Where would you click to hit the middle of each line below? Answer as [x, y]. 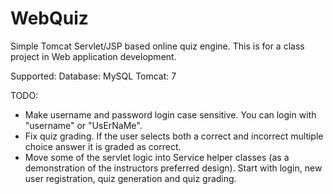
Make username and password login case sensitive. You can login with [170, 114]
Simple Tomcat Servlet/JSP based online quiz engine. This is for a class [157, 46]
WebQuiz [49, 18]
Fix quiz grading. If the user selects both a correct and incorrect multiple [174, 136]
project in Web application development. [93, 56]
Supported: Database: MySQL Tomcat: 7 [93, 76]
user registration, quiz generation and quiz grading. [130, 178]
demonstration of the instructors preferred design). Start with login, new [173, 168]
